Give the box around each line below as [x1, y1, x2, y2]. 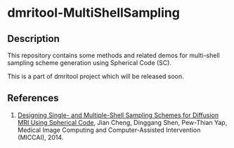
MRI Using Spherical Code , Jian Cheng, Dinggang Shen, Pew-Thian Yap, [17, 118, 228, 126]
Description [7, 33, 60, 45]
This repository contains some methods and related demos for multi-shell [7, 51, 220, 59]
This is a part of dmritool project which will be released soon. [7, 72, 184, 80]
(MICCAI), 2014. [17, 133, 64, 141]
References [7, 92, 59, 104]
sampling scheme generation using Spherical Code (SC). [7, 59, 172, 67]
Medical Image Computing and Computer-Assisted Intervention [17, 126, 201, 134]
